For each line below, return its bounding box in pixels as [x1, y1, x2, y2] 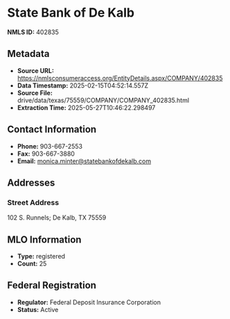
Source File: [17, 88, 53, 97]
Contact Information [7, 124, 97, 136]
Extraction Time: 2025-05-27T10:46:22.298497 [17, 103, 156, 112]
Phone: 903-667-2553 [17, 142, 83, 150]
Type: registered [17, 252, 66, 261]
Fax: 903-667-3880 [17, 149, 75, 158]
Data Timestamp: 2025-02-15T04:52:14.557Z [17, 81, 149, 90]
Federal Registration [7, 279, 97, 291]
